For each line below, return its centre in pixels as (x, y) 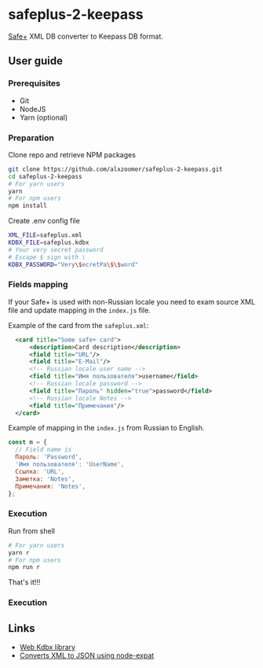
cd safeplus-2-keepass (45, 176)
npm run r (24, 567)
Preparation (31, 138)
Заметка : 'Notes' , (46, 479)
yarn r (19, 552)
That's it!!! (24, 582)
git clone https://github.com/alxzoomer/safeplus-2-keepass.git (115, 169)
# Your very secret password (56, 249)
